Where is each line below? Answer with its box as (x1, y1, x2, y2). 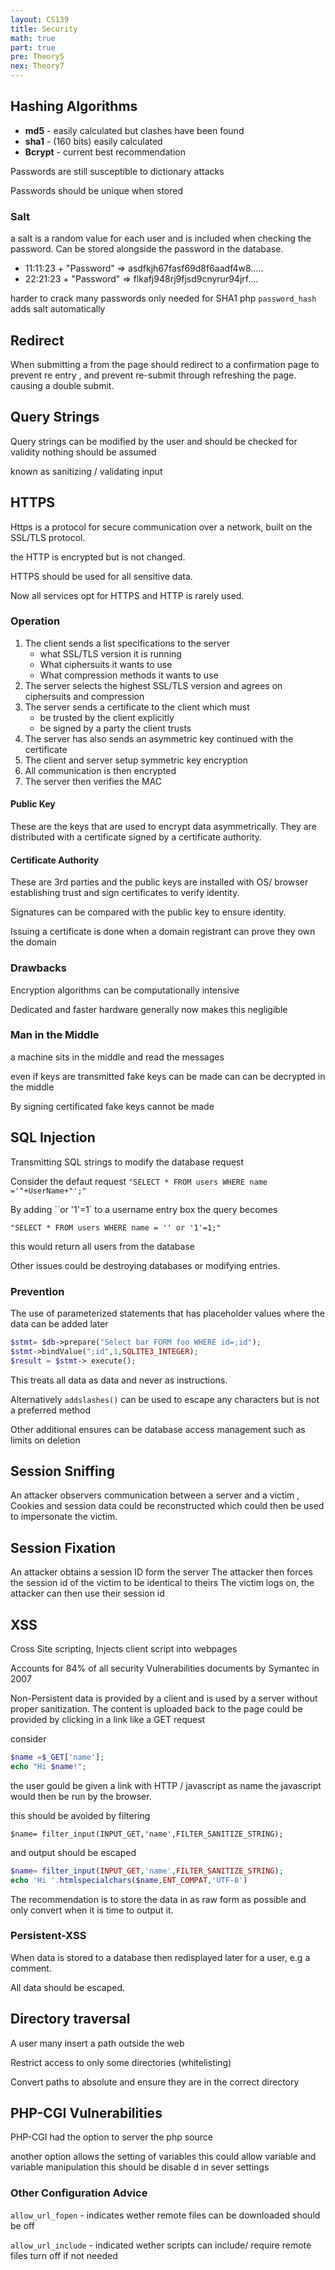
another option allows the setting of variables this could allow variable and (10, 2151, 317, 2163)
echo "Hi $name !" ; (10, 1761, 87, 1771)
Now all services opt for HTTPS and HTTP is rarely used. (10, 589, 245, 601)
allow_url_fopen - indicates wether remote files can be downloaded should (10, 2209, 321, 2221)
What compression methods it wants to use (39, 669, 219, 681)
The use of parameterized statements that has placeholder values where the (10, 1307, 325, 1319)
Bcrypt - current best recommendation (24, 146, 186, 158)
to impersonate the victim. (10, 1511, 118, 1523)
